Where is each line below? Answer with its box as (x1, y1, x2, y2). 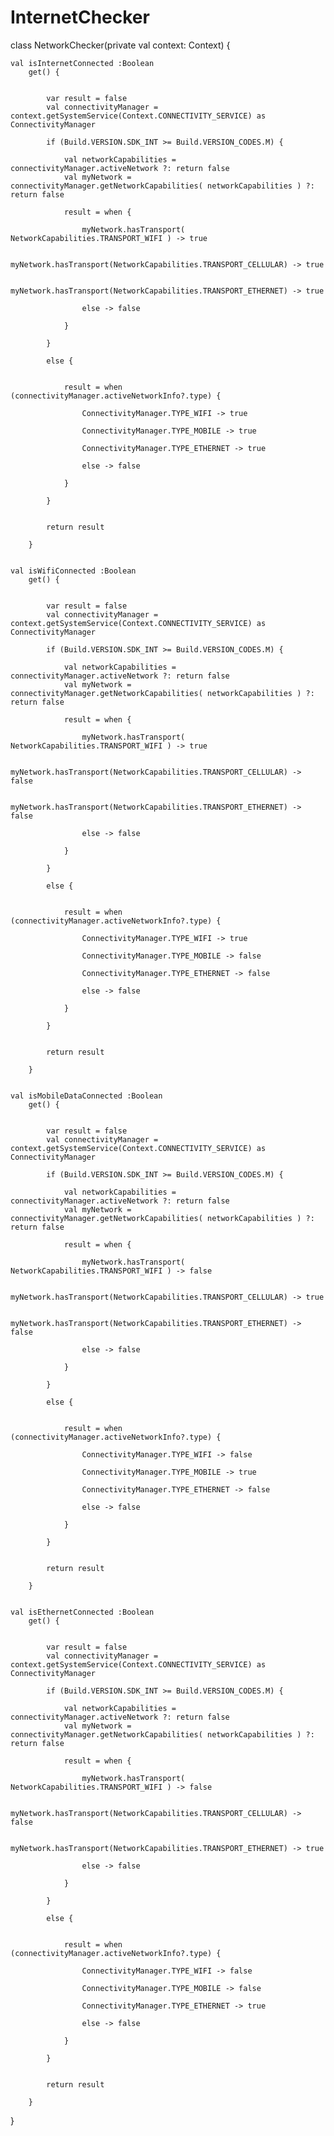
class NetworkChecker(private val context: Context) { (10, 39, 231, 51)
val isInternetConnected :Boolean (10, 58, 155, 68)
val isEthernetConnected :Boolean (10, 1607, 155, 1617)
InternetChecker (10, 6, 150, 29)
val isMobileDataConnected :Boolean (10, 1091, 163, 1101)
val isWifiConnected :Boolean (10, 566, 137, 576)
